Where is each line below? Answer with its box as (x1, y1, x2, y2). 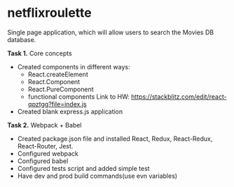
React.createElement (27, 70, 89, 78)
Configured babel (17, 156, 69, 165)
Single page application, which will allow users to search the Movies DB (7, 28, 214, 36)
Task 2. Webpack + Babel (7, 120, 82, 129)
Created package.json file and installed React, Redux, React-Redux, (17, 134, 213, 143)
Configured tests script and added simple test (17, 164, 150, 172)
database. (7, 35, 36, 43)
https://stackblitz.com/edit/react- (130, 92, 227, 101)
